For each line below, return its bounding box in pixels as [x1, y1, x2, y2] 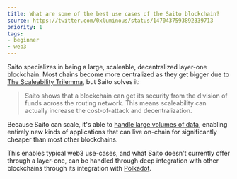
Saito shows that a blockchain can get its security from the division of [24, 91, 228, 100]
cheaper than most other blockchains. [7, 135, 118, 144]
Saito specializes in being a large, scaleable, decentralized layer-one [7, 63, 207, 71]
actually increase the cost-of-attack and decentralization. [24, 107, 192, 115]
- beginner [7, 37, 40, 44]
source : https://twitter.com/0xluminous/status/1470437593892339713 [7, 17, 214, 24]
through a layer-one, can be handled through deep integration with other [7, 156, 219, 165]
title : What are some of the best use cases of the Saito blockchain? [7, 10, 220, 18]
